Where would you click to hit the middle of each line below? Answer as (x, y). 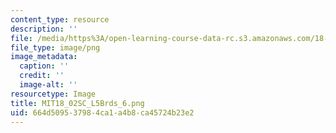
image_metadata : (44, 57)
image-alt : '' (48, 85)
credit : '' (42, 76)
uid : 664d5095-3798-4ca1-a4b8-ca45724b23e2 (102, 112)
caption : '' (44, 66)
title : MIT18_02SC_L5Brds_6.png (77, 103)
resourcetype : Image (53, 94)
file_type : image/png (55, 47)
